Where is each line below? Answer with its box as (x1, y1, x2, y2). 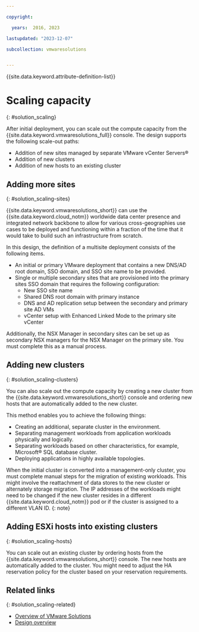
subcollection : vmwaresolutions (6, 46, 86, 52)
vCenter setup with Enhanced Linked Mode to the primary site (23, 312, 176, 319)
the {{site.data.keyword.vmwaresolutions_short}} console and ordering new (6, 394, 192, 401)
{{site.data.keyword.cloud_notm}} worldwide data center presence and (6, 213, 181, 220)
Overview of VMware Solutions (14, 612, 91, 620)
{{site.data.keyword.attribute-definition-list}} (6, 73, 116, 80)
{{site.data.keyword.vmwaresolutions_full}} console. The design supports (6, 132, 186, 139)
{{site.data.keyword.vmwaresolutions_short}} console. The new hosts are (6, 555, 186, 562)
